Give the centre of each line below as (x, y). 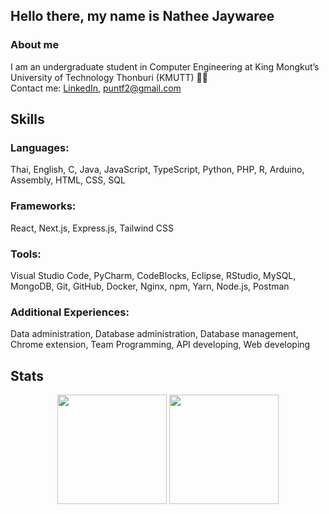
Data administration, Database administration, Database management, (154, 334)
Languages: (40, 147)
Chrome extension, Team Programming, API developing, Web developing (160, 345)
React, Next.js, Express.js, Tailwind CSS (92, 228)
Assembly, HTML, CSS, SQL (68, 180)
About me (35, 45)
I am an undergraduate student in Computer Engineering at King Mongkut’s (165, 66)
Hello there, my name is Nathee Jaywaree (142, 16)
